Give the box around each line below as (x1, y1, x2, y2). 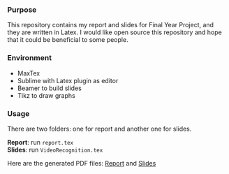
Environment (7, 53, 52, 63)
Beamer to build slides (17, 84, 82, 92)
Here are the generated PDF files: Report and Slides (7, 159, 156, 167)
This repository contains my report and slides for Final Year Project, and (7, 21, 214, 29)
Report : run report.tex (7, 138, 74, 146)
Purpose (7, 5, 37, 15)
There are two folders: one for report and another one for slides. (7, 124, 192, 133)
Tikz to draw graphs (17, 91, 75, 99)
